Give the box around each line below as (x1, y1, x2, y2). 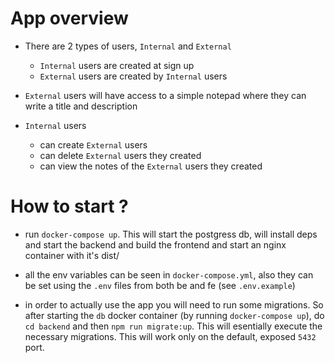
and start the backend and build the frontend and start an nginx (24, 238, 287, 251)
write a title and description (24, 100, 138, 112)
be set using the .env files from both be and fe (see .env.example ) (24, 279, 296, 291)
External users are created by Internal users (39, 70, 228, 82)
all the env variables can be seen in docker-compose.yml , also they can (24, 268, 314, 281)
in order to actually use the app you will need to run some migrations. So (24, 298, 324, 311)
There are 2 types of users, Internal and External (24, 40, 232, 52)
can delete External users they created (39, 149, 202, 161)
